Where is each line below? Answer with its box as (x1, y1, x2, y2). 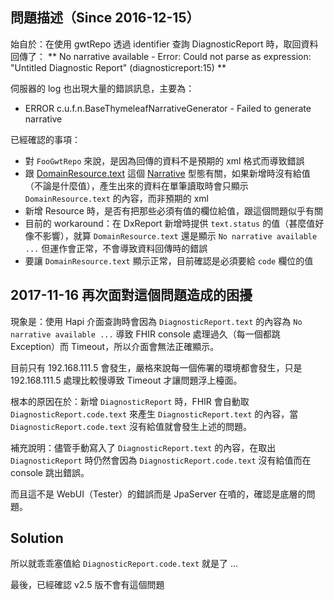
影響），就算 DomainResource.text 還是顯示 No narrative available (42, 229, 318, 242)
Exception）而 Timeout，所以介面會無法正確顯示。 (10, 340, 220, 352)
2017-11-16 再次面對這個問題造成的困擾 (10, 287, 253, 304)
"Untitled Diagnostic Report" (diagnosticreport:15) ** (10, 61, 227, 73)
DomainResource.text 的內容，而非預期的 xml (24, 192, 209, 204)
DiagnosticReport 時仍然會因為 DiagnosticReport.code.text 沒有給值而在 (10, 454, 312, 466)
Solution (10, 530, 64, 547)
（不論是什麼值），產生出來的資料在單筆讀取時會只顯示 (24, 179, 249, 192)
